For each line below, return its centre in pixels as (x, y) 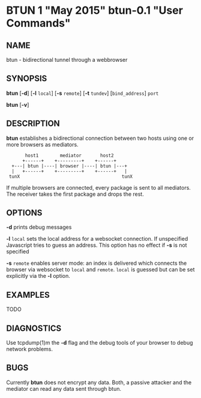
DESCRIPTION (33, 124)
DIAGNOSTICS (34, 328)
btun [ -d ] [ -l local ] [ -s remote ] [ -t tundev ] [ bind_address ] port (82, 93)
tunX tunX (71, 176)
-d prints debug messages (39, 227)
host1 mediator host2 (69, 155)
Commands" (38, 23)
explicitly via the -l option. (38, 276)
